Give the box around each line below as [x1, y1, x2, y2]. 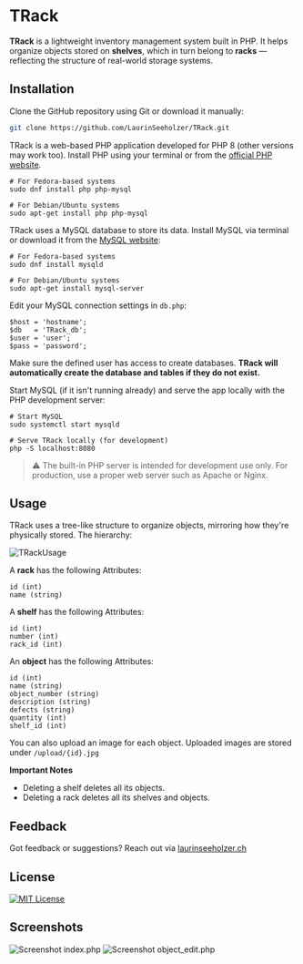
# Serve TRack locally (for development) [9, 436, 169, 445]
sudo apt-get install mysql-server [9, 283, 145, 292]
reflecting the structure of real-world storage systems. [9, 55, 214, 66]
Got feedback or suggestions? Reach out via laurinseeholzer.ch [9, 843, 247, 854]
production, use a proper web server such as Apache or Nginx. [31, 469, 268, 480]
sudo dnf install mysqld [9, 260, 104, 269]
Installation [9, 81, 75, 97]
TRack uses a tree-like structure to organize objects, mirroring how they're [9, 520, 289, 531]
